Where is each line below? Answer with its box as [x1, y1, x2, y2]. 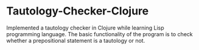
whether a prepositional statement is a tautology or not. [6, 37, 145, 44]
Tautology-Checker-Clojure [6, 4, 149, 18]
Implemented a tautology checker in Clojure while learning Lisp [6, 24, 164, 31]
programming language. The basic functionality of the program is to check [6, 30, 193, 37]
